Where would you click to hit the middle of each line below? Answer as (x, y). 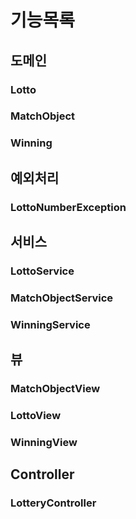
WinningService (50, 324)
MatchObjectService (62, 298)
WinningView (44, 442)
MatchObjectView (55, 389)
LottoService (42, 271)
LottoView (36, 416)
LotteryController (53, 503)
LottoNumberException (68, 207)
